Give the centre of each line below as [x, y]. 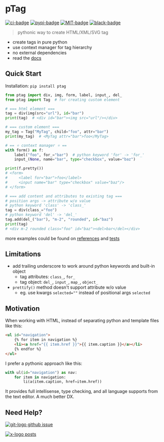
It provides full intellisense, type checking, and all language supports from [81, 391]
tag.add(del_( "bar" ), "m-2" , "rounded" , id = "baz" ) [59, 219]
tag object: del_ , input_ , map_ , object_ [59, 282]
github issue [40, 424]
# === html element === [30, 109]
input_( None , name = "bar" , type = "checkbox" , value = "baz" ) [75, 159]
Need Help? [24, 412]
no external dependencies [39, 53]
